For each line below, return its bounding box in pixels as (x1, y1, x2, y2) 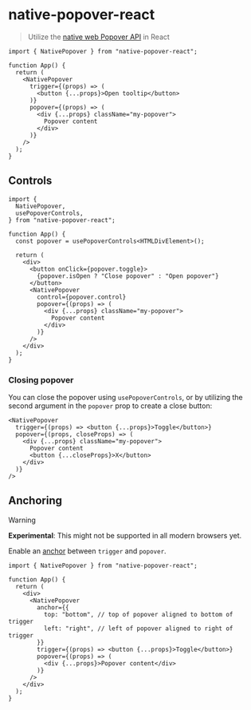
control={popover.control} (37, 293, 127, 301)
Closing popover (8, 374, 74, 385)
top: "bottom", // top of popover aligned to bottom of (43, 610, 233, 618)
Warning (8, 515, 36, 525)
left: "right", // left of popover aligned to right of (43, 625, 233, 633)
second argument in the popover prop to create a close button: (8, 401, 213, 411)
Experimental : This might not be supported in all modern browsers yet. (8, 530, 242, 540)
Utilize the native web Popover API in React (27, 32, 170, 42)
